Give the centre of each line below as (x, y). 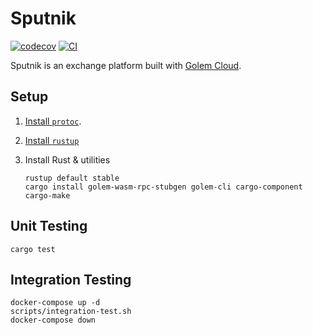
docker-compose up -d (55, 303)
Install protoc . (53, 121)
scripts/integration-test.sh (71, 312)
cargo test (33, 249)
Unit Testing (49, 226)
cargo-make (47, 195)
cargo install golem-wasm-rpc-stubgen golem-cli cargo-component (163, 187)
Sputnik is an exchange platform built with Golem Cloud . (126, 65)
